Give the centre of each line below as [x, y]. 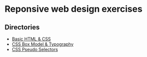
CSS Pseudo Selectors [35, 49]
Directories [22, 27]
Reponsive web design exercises [73, 9]
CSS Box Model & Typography [43, 44]
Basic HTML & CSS [31, 39]
